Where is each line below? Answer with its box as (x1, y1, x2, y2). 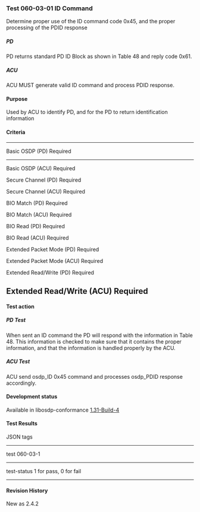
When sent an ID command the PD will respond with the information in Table (6, 332, 193, 339)
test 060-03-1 (6, 450, 40, 458)
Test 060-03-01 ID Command (6, 4, 93, 13)
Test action (6, 303, 35, 310)
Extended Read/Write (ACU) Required (6, 286, 148, 296)
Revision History (6, 487, 48, 494)
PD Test (6, 317, 26, 324)
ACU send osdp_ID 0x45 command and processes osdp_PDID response (6, 373, 183, 380)
